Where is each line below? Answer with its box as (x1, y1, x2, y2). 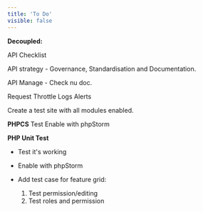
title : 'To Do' (7, 10, 53, 18)
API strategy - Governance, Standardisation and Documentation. (7, 64, 197, 73)
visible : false (7, 17, 53, 24)
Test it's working (17, 147, 67, 156)
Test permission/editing (28, 188, 98, 197)
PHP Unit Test (7, 133, 49, 142)
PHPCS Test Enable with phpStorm (7, 119, 110, 128)
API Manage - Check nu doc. (7, 78, 93, 86)
